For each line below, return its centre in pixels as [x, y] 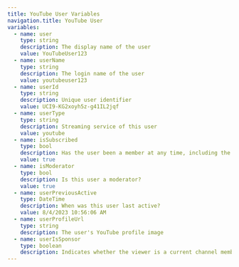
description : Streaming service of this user [89, 126]
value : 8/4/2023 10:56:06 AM [63, 213]
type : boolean [41, 246]
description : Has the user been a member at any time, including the [126, 153]
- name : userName [39, 61]
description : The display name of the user [86, 47]
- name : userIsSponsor [47, 239]
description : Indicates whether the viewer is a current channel [119, 252]
